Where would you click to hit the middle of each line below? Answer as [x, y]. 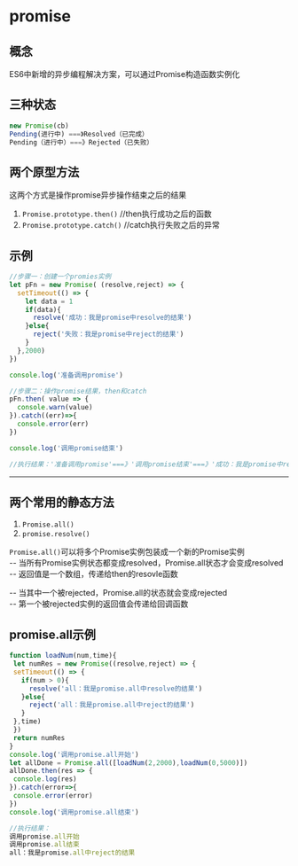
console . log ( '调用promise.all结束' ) [74, 812]
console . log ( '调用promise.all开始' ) [74, 754]
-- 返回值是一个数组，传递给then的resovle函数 [94, 574]
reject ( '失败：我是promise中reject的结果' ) [108, 334]
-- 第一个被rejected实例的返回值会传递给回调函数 [99, 604]
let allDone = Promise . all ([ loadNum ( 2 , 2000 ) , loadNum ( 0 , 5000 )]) [129, 763]
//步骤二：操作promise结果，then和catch [78, 391]
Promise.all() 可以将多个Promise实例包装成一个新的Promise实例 [127, 552]
